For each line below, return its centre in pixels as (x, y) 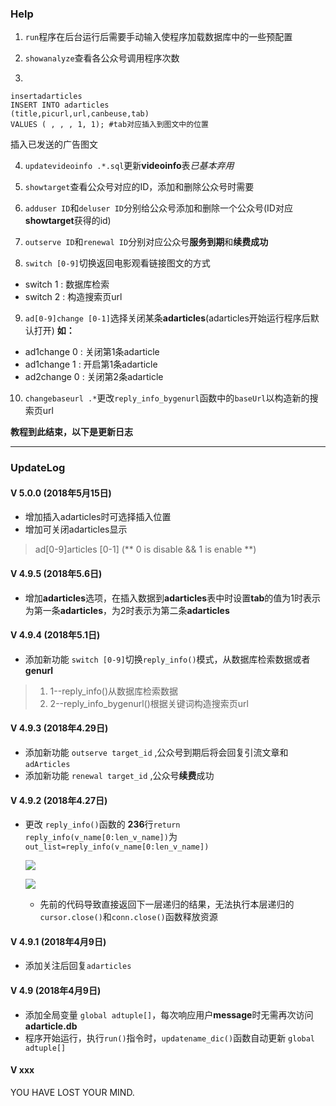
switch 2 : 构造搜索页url (73, 297)
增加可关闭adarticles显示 (76, 529)
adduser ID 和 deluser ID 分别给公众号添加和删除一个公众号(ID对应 (158, 208)
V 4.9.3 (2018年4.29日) (59, 728)
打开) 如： (54, 331)
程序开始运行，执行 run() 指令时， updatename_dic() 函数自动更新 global (170, 1038)
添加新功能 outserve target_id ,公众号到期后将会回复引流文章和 (156, 753)
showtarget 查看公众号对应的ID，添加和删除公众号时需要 (139, 187)
